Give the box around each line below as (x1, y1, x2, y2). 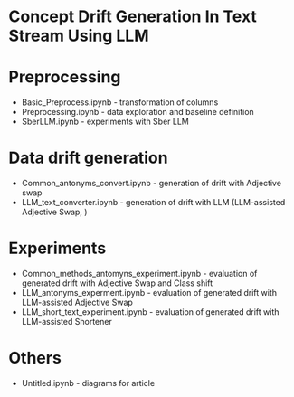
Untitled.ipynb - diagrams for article (21, 377, 156, 388)
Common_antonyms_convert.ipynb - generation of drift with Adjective (21, 178, 282, 189)
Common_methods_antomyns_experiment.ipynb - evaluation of (21, 269, 258, 279)
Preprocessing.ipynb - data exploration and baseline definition (21, 107, 254, 118)
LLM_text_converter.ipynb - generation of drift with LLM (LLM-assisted (21, 197, 286, 208)
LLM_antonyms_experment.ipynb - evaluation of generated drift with (21, 288, 278, 298)
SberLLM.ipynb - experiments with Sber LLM (21, 116, 189, 128)
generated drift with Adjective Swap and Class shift (21, 278, 213, 288)
